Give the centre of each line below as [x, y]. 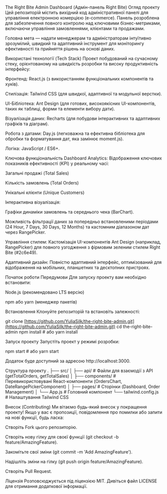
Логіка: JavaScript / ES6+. [32, 148]
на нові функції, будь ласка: [35, 417]
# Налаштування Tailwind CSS [37, 397]
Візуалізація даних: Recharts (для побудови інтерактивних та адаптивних [83, 118]
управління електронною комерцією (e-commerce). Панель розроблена [82, 18]
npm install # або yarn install [49, 332]
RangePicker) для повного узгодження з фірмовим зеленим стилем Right [83, 247]
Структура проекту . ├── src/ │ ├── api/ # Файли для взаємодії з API [79, 370]
